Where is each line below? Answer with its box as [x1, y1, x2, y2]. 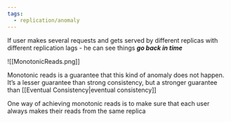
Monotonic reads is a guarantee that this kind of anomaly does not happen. [7, 71, 225, 79]
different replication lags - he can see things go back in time [7, 43, 183, 52]
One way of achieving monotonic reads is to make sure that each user [7, 99, 210, 107]
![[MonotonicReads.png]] [7, 57, 81, 65]
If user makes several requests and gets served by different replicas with [7, 36, 218, 44]
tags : [7, 10, 23, 18]
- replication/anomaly [13, 17, 80, 24]
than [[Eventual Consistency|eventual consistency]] [7, 86, 157, 94]
